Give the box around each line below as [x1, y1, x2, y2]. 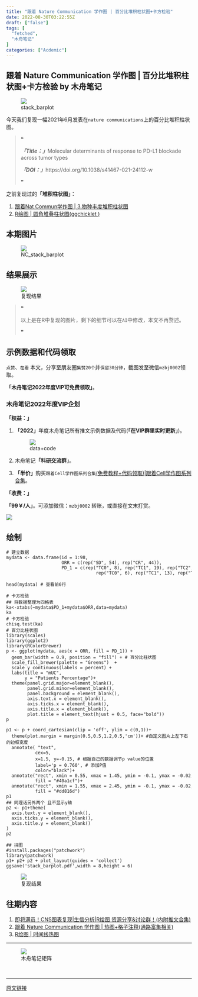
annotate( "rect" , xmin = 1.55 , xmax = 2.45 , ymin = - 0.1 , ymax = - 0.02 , [11, 783, 194, 789]
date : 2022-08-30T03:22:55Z [6, 14, 75, 20]
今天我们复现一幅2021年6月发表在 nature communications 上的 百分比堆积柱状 [6, 116, 190, 123]
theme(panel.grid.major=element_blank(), [11, 680, 115, 686]
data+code [29, 445, 57, 452]
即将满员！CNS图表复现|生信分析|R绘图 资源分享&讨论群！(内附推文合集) [14, 915, 192, 923]
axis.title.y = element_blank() [11, 821, 91, 827]
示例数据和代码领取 [6, 347, 76, 357]
